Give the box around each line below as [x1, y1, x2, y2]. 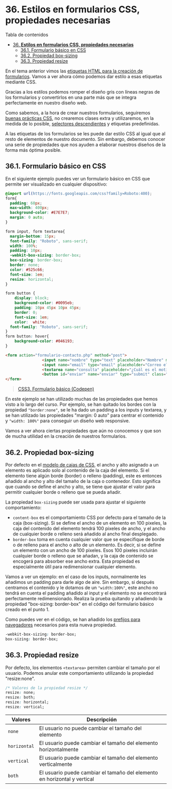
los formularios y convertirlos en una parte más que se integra [5, 94, 137, 100]
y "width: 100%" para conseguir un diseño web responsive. [5, 418, 131, 424]
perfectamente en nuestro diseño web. [5, 99, 88, 106]
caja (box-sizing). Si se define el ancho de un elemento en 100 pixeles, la [12, 519, 167, 526]
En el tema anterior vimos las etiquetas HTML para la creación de [5, 68, 143, 74]
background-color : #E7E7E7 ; [10, 210, 70, 216]
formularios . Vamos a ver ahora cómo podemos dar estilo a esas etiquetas [5, 73, 162, 79]
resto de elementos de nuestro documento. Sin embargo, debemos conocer [5, 136, 165, 142]
